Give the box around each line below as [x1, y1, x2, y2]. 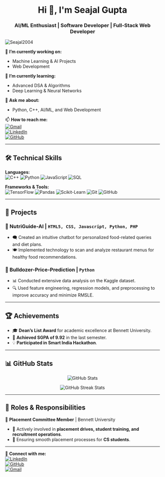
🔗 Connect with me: [5, 450, 47, 456]
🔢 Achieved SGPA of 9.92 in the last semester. [12, 334, 107, 341]
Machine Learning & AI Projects [12, 59, 76, 64]
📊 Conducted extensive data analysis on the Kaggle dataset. [12, 278, 136, 284]
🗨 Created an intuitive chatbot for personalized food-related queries [12, 234, 152, 240]
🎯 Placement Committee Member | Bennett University [5, 417, 115, 422]
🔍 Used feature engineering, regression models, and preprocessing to [12, 285, 155, 291]
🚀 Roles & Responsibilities [5, 403, 86, 412]
